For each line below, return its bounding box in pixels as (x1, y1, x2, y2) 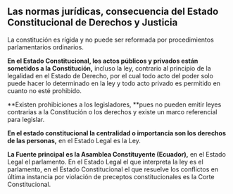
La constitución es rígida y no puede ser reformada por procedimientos (7, 35, 215, 44)
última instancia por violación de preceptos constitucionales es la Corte (7, 172, 215, 181)
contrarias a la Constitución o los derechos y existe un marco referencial (7, 107, 218, 116)
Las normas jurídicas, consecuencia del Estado (7, 6, 219, 18)
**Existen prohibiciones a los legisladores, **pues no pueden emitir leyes (7, 100, 222, 109)
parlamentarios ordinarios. (7, 42, 84, 51)
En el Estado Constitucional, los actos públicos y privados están (7, 56, 199, 65)
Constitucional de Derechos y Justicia (7, 17, 178, 29)
